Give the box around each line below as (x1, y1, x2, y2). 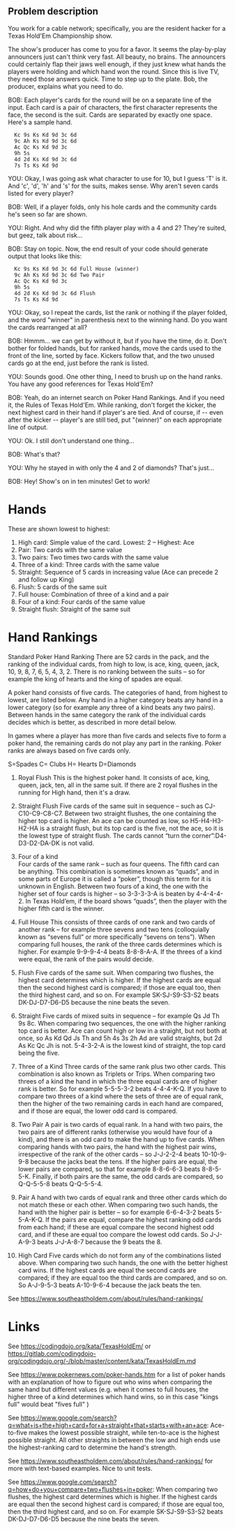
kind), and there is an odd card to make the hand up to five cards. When (17, 1135, 225, 1144)
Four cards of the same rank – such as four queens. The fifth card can (17, 859, 220, 868)
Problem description (8, 6, 98, 17)
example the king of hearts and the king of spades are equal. (8, 674, 183, 683)
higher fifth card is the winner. (17, 904, 105, 913)
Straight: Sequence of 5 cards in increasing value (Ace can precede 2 (17, 568, 219, 576)
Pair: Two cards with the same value (17, 545, 123, 554)
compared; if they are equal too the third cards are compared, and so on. (17, 1273, 228, 1282)
